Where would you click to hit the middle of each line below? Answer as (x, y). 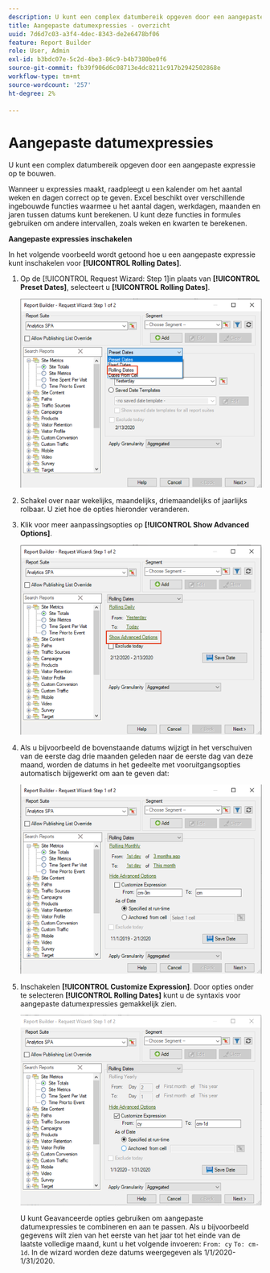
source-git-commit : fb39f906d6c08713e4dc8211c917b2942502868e (115, 68)
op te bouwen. (32, 174)
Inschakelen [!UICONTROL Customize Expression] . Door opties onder (137, 986)
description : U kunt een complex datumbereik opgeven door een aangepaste (136, 17)
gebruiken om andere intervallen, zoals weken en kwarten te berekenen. (128, 223)
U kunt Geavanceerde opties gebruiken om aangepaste (111, 1218)
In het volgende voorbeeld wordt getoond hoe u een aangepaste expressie (132, 254)
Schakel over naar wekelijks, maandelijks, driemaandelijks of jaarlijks (133, 501)
